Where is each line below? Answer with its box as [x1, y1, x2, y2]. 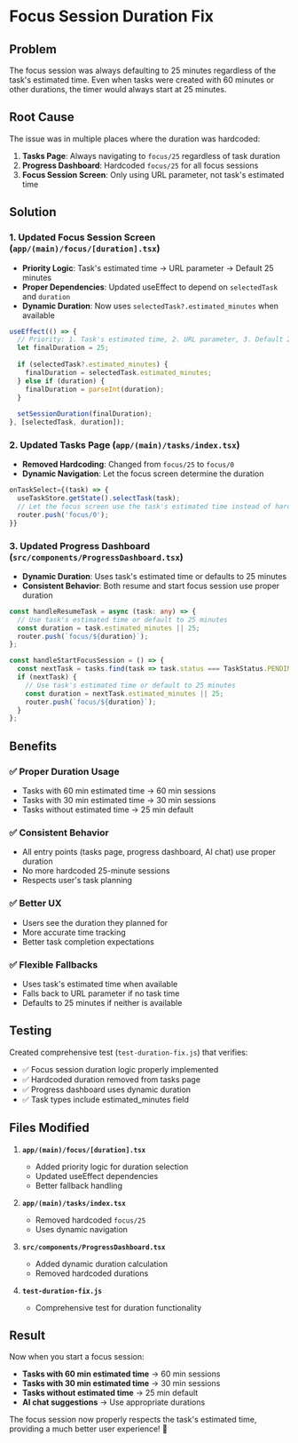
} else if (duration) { [17, 376, 105, 386]
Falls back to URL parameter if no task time [21, 988, 180, 999]
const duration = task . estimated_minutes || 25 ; [17, 624, 200, 633]
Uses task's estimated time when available [21, 978, 178, 989]
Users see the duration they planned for [21, 917, 169, 928]
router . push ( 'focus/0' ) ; [17, 510, 109, 519]
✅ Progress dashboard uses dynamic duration [21, 1084, 192, 1095]
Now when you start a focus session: [9, 1351, 145, 1362]
